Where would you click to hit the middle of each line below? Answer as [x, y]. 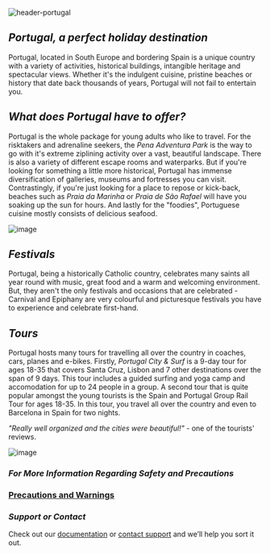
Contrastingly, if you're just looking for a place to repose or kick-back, [125, 187]
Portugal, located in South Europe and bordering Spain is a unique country [132, 57]
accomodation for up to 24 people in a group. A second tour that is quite [129, 387]
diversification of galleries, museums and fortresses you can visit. [118, 179]
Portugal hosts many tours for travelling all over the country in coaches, [127, 353]
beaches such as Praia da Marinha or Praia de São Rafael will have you [128, 196]
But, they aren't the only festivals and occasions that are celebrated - [123, 291]
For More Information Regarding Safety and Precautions [121, 473]
